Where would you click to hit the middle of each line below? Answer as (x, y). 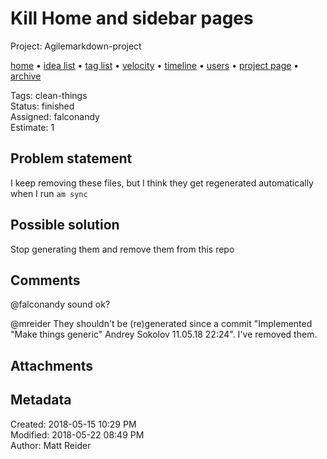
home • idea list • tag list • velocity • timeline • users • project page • (155, 65)
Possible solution (65, 225)
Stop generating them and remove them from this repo (122, 249)
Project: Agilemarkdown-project (76, 46)
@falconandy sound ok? (60, 304)
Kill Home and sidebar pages (132, 18)
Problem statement (71, 158)
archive (26, 76)
